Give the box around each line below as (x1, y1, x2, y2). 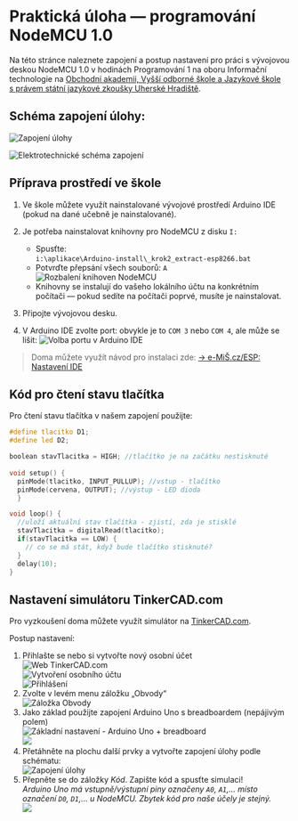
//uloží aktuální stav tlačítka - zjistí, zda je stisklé (17, 518, 238, 527)
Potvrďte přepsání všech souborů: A (35, 262, 167, 272)
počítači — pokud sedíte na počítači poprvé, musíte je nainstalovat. (35, 290, 282, 301)
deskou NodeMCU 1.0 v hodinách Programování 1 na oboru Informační (9, 64, 267, 75)
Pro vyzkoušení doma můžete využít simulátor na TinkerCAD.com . (9, 616, 252, 627)
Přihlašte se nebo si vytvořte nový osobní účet (21, 650, 193, 661)
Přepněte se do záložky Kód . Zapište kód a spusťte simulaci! (21, 775, 244, 785)
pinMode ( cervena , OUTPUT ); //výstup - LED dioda (17, 485, 201, 494)
